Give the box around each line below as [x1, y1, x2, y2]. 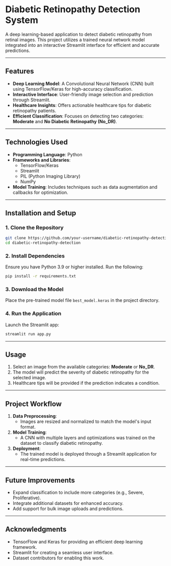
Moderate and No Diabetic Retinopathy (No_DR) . [12, 118, 117, 124]
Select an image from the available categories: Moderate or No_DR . [12, 364, 155, 370]
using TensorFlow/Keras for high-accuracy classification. [12, 86, 133, 92]
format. [20, 424, 36, 430]
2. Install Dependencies [5, 252, 65, 259]
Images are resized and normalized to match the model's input [20, 418, 152, 425]
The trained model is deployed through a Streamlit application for [20, 451, 157, 457]
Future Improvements [5, 476, 75, 485]
